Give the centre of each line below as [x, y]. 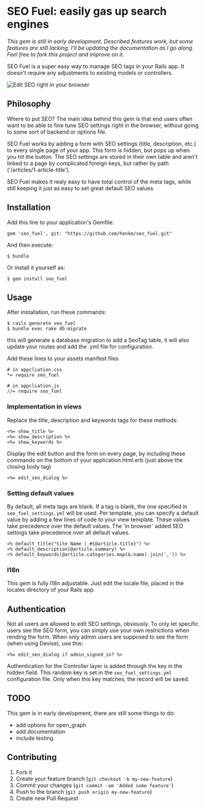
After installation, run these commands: [57, 312]
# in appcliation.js [33, 386]
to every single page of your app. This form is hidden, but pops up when [99, 150]
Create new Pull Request [47, 798]
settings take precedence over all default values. [68, 533]
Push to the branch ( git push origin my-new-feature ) [84, 791]
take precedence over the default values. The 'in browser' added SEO [95, 526]
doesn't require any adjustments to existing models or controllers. [90, 72]
